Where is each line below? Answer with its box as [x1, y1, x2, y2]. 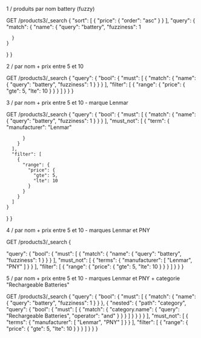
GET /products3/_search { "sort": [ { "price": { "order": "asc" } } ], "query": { [6, 17, 196, 24]
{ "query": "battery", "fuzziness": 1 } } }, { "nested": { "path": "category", [6, 299, 186, 307]
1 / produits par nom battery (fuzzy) [6, 5, 95, 12]
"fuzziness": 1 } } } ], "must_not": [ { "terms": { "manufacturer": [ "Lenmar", [6, 257, 193, 263]
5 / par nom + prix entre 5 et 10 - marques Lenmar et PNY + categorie [6, 275, 180, 282]
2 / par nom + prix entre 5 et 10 [6, 63, 84, 70]
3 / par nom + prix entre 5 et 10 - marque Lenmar [6, 99, 129, 106]
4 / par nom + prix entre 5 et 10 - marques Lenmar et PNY [6, 227, 150, 234]
